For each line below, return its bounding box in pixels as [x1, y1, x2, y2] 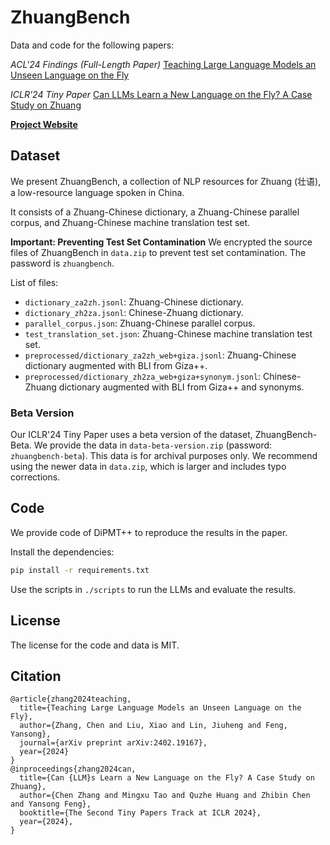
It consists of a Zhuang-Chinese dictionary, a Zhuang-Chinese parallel [10, 206, 300, 218]
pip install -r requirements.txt [10, 565, 150, 575]
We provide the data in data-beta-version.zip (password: [33, 439, 273, 451]
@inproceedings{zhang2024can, [10, 764, 137, 775]
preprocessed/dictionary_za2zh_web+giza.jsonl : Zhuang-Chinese [24, 349, 297, 361]
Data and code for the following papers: [10, 39, 175, 51]
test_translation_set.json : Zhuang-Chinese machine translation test [24, 327, 313, 340]
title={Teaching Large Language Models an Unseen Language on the [19, 703, 302, 713]
